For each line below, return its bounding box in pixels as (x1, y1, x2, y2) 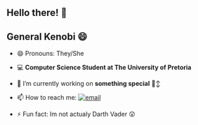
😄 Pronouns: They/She (16, 50, 85, 58)
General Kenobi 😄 (6, 31, 88, 43)
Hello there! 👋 (6, 7, 67, 19)
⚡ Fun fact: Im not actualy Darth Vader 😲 (16, 110, 136, 119)
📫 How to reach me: (16, 94, 77, 102)
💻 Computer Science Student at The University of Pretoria (16, 64, 192, 72)
